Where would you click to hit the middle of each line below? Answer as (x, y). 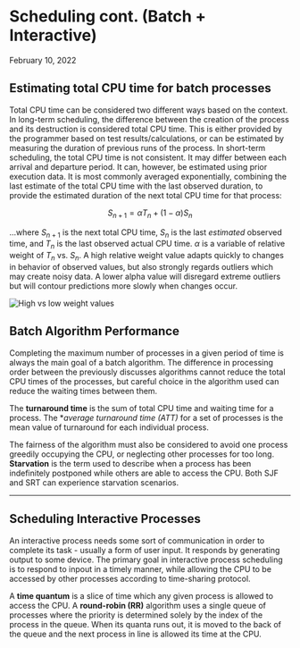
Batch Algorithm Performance (95, 331)
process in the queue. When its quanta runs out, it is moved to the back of (146, 624)
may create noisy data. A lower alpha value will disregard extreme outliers (145, 276)
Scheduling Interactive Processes (105, 519)
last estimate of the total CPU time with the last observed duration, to (136, 186)
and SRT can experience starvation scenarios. (94, 482)
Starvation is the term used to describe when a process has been (130, 463)
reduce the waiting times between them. (83, 391)
